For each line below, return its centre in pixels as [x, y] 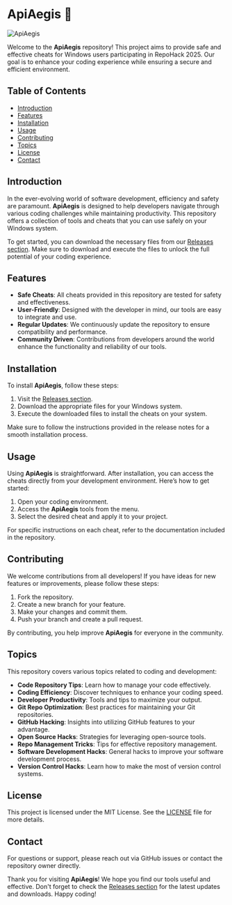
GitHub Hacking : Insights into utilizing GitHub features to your [106, 722]
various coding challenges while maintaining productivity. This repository [112, 213]
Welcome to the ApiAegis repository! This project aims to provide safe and [114, 47]
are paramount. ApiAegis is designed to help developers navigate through [114, 206]
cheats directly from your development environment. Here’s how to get [108, 481]
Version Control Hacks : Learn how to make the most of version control [119, 766]
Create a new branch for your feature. [72, 604]
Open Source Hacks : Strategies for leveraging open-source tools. [111, 736]
